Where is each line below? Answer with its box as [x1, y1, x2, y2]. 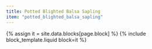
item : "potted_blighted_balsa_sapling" [6, 14, 103, 20]
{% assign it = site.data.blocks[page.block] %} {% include [6, 30, 146, 37]
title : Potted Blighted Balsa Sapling [6, 8, 101, 15]
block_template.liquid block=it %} [6, 36, 87, 43]
